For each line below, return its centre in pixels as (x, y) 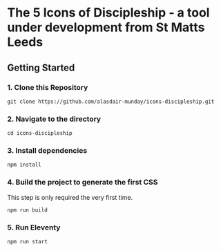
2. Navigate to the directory (54, 119)
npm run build (28, 210)
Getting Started (41, 67)
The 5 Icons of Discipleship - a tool (108, 13)
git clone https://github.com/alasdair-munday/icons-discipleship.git (111, 102)
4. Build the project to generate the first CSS (83, 183)
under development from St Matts (106, 27)
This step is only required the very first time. (70, 197)
